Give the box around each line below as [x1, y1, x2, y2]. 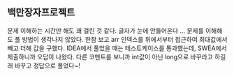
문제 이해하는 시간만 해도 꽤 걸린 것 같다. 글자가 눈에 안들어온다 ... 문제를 [7, 26, 204, 35]
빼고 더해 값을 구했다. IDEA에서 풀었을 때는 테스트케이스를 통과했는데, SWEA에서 [7, 44, 227, 52]
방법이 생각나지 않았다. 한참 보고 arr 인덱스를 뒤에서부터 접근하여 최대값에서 [22, 35, 228, 43]
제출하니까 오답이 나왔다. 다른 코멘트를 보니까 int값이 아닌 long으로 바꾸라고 [7, 52, 213, 61]
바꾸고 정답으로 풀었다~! [14, 61, 80, 70]
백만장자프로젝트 [7, 6, 75, 19]
